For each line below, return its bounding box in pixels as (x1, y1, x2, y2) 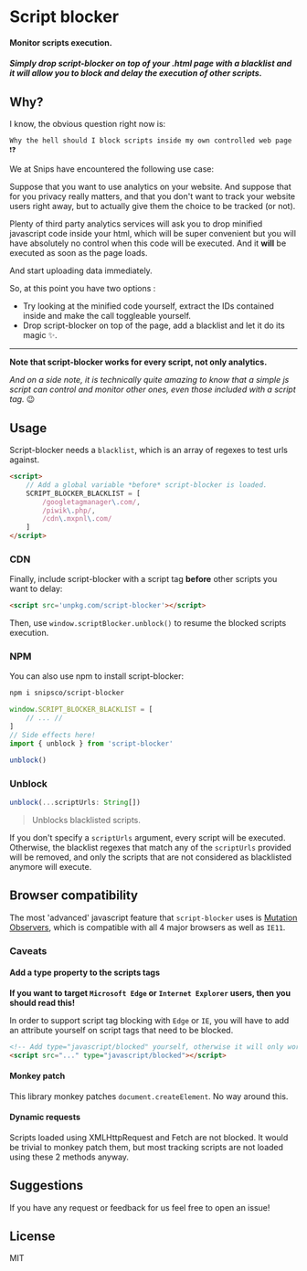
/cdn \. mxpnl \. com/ (42, 514, 112, 524)
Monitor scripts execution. (9, 37, 112, 48)
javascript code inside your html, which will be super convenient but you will (9, 228, 297, 239)
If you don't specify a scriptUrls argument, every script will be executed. (9, 831, 286, 842)
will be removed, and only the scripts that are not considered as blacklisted (9, 852, 292, 863)
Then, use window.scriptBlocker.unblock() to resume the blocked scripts (9, 618, 287, 629)
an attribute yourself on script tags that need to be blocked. (9, 1024, 234, 1035)
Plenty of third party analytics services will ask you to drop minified (9, 218, 263, 229)
